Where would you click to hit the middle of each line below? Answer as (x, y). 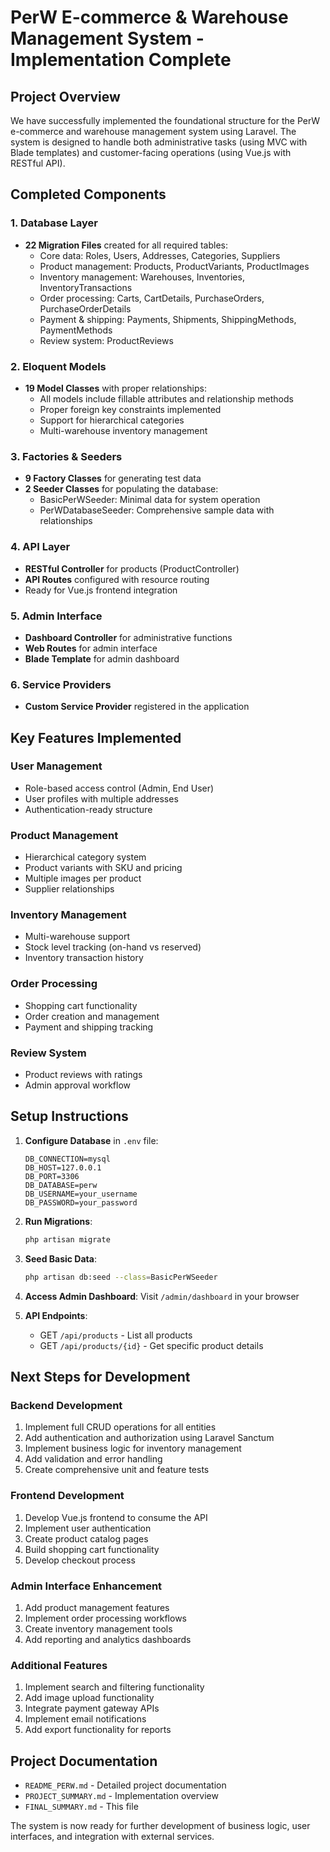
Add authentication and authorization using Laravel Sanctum (149, 1438)
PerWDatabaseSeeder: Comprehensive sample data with (157, 510)
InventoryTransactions (86, 287)
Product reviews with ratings (83, 1075)
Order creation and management (92, 1016)
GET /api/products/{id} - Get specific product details (151, 1345)
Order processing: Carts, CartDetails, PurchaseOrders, (152, 298)
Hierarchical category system (85, 857)
